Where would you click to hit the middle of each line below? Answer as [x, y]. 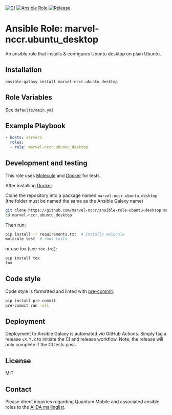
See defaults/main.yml [29, 110]
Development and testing [47, 163]
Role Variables [29, 97]
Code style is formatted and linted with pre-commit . [60, 291]
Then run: [16, 225]
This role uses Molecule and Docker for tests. [53, 175]
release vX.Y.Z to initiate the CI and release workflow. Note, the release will [84, 339]
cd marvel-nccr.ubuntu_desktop [39, 215]
